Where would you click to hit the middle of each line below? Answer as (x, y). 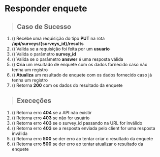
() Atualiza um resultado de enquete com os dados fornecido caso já (82, 75)
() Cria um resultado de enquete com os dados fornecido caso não (80, 65)
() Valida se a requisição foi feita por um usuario (61, 49)
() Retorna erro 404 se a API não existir (52, 112)
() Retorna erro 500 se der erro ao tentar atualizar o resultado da (77, 144)
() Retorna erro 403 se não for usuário (50, 118)
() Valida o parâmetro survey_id (44, 54)
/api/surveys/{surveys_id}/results (48, 44)
